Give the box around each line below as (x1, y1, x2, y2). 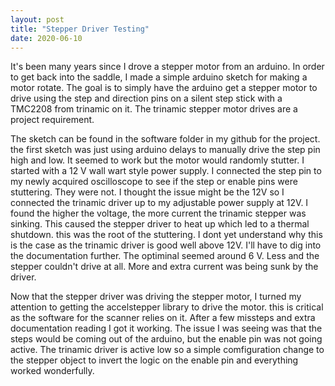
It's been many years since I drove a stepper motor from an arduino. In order (10, 61, 325, 73)
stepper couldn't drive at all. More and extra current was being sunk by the (10, 261, 319, 273)
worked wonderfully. (10, 365, 95, 377)
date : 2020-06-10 (10, 33, 83, 43)
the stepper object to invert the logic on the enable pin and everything (10, 354, 299, 366)
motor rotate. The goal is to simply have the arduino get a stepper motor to (10, 82, 318, 94)
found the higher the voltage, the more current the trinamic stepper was (10, 207, 307, 220)
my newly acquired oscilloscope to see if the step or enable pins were (10, 176, 298, 188)
